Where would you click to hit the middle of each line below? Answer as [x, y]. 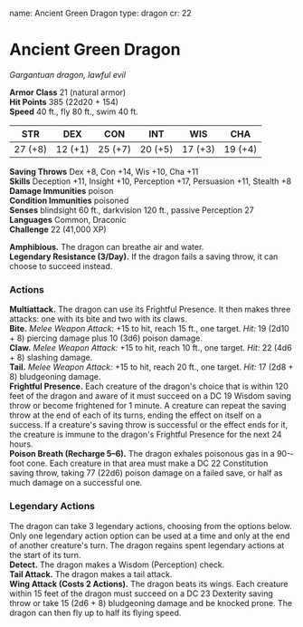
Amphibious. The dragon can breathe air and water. [107, 246]
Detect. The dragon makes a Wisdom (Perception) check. [117, 564]
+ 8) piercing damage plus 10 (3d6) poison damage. [106, 338]
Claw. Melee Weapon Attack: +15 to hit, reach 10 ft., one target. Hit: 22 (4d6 [151, 348]
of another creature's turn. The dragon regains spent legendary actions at [147, 545]
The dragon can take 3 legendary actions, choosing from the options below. [151, 526]
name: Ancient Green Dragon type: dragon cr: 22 [100, 13]
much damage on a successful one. [76, 483]
